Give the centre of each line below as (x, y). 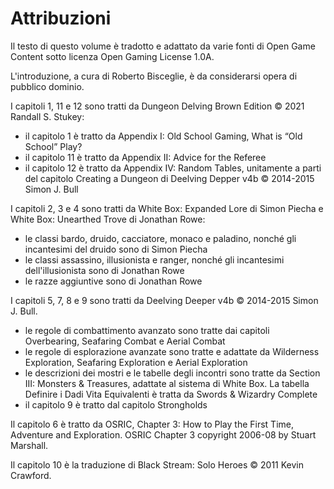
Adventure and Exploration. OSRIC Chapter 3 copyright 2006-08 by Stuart (163, 434)
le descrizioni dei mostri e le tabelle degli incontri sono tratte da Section (172, 373)
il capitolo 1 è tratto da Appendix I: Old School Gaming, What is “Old (163, 136)
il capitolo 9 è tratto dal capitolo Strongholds (116, 404)
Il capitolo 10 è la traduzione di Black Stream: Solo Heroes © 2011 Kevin (157, 464)
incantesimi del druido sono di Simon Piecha (116, 249)
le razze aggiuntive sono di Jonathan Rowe (113, 281)
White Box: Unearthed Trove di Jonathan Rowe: (108, 219)
